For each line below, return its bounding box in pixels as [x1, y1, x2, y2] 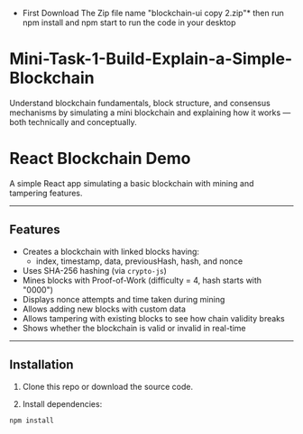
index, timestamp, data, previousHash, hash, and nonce [35, 256, 243, 267]
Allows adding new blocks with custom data [22, 303, 187, 314]
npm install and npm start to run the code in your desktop [22, 17, 236, 28]
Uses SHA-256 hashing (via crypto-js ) [22, 265, 167, 276]
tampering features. [9, 187, 83, 198]
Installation [9, 357, 74, 373]
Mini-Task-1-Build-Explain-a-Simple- [9, 49, 293, 69]
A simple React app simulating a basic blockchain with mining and [9, 177, 254, 188]
